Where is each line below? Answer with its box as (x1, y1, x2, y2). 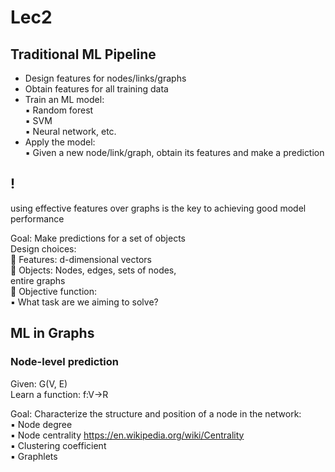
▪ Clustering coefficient (10, 439, 107, 451)
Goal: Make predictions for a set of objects (10, 232, 186, 244)
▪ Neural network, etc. (24, 126, 117, 137)
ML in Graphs (10, 325, 95, 342)
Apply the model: (24, 136, 96, 148)
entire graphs (10, 274, 66, 286)
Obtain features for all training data (24, 83, 169, 95)
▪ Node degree (10, 418, 73, 430)
